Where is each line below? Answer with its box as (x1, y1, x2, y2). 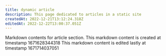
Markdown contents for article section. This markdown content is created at (5, 35, 161, 41)
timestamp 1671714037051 (5, 45, 59, 51)
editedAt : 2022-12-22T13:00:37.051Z (5, 21, 81, 26)
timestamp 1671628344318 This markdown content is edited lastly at (5, 40, 146, 46)
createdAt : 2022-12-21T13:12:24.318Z (5, 16, 84, 21)
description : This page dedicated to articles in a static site (5, 12, 142, 17)
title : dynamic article (5, 7, 55, 12)
